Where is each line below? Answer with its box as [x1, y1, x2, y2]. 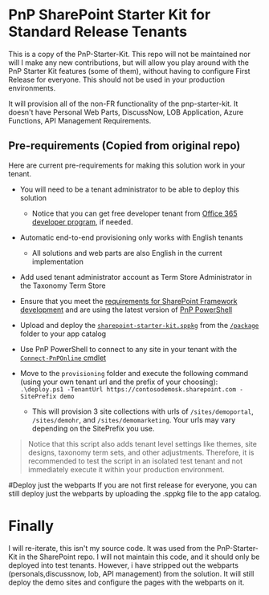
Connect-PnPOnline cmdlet [19, 353, 107, 362]
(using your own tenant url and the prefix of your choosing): [19, 377, 218, 387]
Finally [8, 516, 55, 535]
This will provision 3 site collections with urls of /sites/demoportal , [31, 407, 255, 416]
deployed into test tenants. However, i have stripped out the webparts [8, 560, 239, 570]
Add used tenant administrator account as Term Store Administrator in [19, 272, 252, 281]
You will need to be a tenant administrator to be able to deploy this [19, 184, 239, 194]
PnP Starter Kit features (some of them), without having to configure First [8, 66, 251, 75]
